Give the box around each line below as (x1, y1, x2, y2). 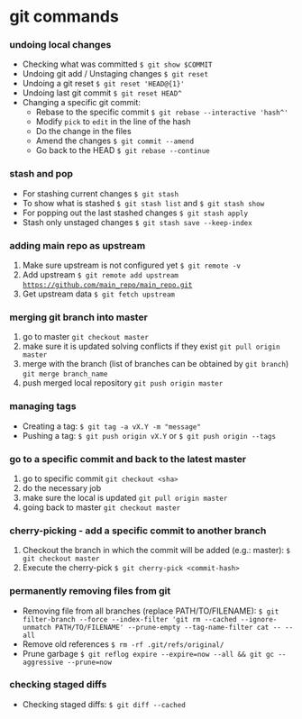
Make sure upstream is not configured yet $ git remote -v (22, 259, 242, 271)
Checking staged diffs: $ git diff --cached (22, 698, 187, 709)
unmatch (22, 623, 51, 632)
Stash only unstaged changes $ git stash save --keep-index (22, 216, 252, 227)
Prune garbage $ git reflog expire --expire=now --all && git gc (22, 648, 275, 659)
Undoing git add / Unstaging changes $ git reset (22, 68, 209, 79)
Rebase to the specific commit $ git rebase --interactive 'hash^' (35, 106, 288, 118)
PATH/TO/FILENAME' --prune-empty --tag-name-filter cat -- (55, 623, 281, 632)
